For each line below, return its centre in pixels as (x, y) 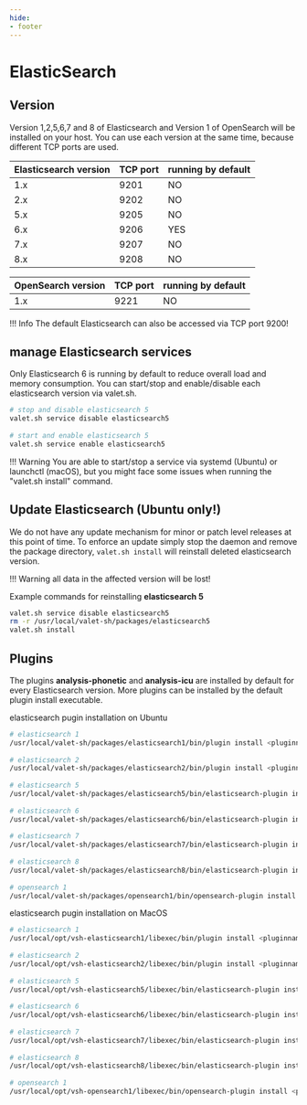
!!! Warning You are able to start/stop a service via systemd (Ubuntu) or (143, 462)
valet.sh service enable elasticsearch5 (88, 444)
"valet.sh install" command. (61, 481)
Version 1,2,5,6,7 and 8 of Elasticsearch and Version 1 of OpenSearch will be (152, 127)
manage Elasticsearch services (101, 351)
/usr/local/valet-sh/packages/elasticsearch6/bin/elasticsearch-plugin (148, 819)
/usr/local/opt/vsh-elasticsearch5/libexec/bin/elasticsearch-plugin (145, 989)
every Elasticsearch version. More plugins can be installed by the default (146, 690)
